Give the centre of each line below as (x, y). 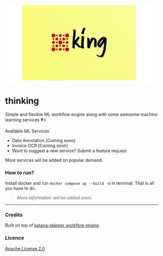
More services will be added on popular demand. (54, 160)
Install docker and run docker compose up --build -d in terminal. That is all (80, 183)
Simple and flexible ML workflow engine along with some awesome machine (81, 114)
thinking (22, 101)
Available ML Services (27, 131)
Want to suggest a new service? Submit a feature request (69, 151)
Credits (14, 215)
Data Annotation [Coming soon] (44, 140)
